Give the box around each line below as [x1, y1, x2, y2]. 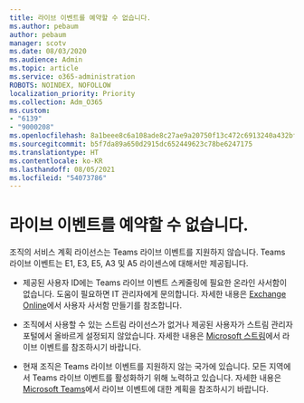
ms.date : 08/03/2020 [9, 47, 88, 56]
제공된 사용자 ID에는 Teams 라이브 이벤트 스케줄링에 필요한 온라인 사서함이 [22, 277, 288, 288]
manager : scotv [9, 38, 67, 48]
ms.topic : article [9, 64, 79, 73]
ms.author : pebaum [9, 22, 79, 31]
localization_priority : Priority [9, 89, 136, 98]
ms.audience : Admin [9, 55, 83, 64]
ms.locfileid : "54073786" [9, 173, 107, 182]
